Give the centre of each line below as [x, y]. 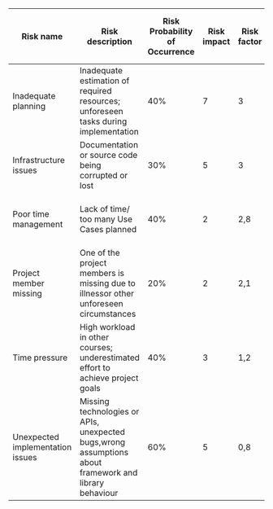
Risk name [42, 36]
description [109, 42]
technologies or [110, 412]
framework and [109, 473]
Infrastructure [39, 160]
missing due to [108, 283]
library [92, 483]
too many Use [106, 219]
